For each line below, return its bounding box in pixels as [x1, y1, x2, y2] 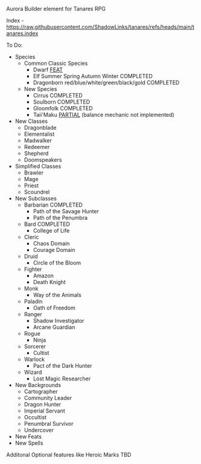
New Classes [14, 118, 48, 125]
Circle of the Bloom [33, 259, 81, 266]
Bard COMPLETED [24, 220, 71, 228]
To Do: [6, 42, 23, 48]
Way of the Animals [33, 291, 81, 299]
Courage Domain [33, 247, 75, 253]
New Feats [14, 433, 42, 440]
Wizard [24, 369, 42, 376]
